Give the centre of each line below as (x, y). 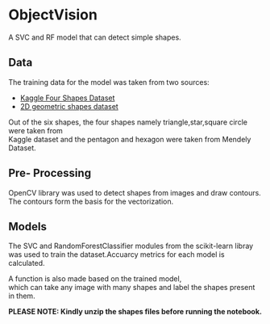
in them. (22, 296)
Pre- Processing (50, 173)
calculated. (27, 263)
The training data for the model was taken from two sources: (109, 82)
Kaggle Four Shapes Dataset (67, 98)
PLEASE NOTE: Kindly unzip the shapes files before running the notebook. (135, 312)
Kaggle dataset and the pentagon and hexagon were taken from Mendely (130, 139)
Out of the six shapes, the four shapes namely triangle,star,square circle (128, 122)
